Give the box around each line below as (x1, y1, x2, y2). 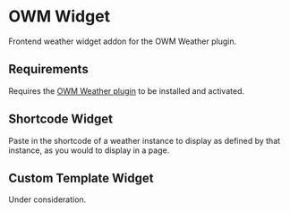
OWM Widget (8, 6, 111, 27)
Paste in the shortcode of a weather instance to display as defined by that (8, 135, 281, 146)
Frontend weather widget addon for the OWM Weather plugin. (8, 36, 237, 47)
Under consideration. (8, 194, 87, 205)
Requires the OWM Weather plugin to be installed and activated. (8, 85, 245, 96)
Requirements (8, 62, 89, 77)
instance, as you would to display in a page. (8, 145, 170, 156)
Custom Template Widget (8, 170, 154, 185)
